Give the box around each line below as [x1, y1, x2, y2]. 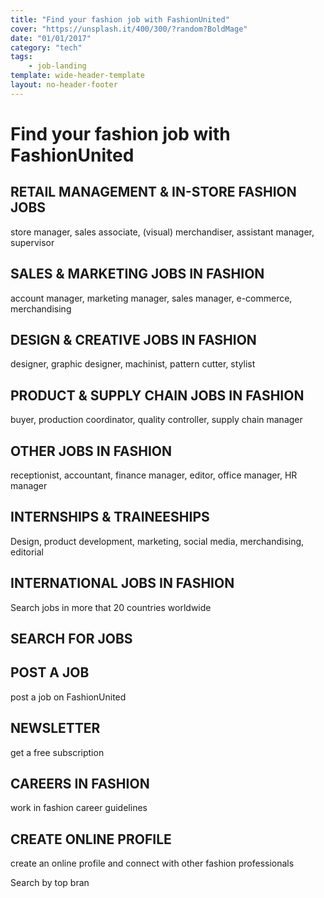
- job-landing [28, 61, 87, 71]
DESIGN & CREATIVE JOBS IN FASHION [10, 331, 257, 348]
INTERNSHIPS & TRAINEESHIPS [10, 509, 210, 526]
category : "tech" [10, 42, 83, 53]
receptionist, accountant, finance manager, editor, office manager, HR [10, 469, 298, 481]
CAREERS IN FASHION [10, 776, 150, 793]
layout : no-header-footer [10, 80, 118, 90]
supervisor [10, 236, 55, 248]
